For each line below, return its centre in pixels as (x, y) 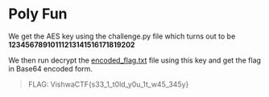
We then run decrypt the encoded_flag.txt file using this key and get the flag (135, 60)
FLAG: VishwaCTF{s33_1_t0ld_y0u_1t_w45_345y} (108, 84)
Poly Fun (38, 14)
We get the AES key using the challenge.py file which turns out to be (122, 36)
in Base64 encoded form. (50, 68)
